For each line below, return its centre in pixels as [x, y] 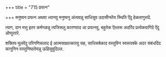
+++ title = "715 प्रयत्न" [27, 7]
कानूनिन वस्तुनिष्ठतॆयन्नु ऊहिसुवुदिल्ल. [34, 49]
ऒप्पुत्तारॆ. [13, 33]
